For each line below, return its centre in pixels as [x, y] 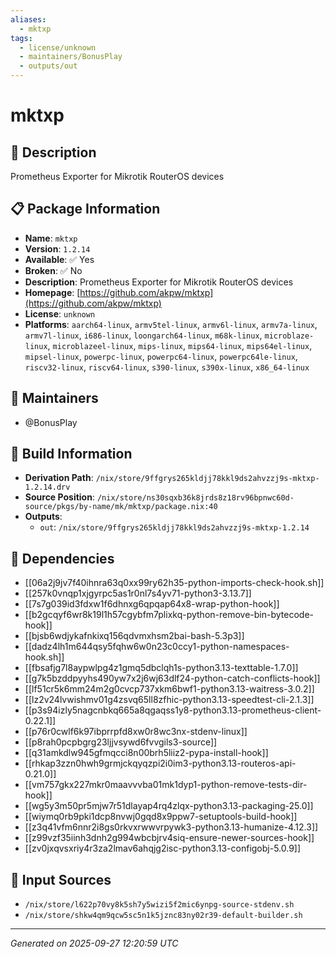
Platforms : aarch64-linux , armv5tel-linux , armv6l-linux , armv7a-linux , [171, 324]
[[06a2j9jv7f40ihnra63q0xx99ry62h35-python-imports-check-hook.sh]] [174, 583]
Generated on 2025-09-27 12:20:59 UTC [94, 943]
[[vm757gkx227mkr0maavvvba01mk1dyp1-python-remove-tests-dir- [166, 785]
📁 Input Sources [61, 879]
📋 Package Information [85, 209]
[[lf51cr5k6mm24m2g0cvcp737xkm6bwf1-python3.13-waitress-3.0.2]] [169, 689]
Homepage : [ [52, 292]
